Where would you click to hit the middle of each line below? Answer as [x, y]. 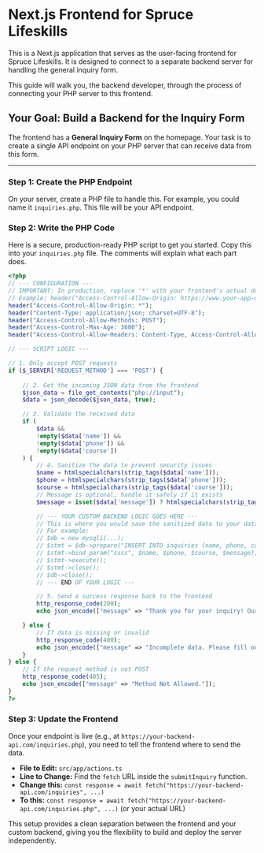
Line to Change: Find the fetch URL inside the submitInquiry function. [133, 777]
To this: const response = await [71, 800]
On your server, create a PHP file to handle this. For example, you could [124, 199]
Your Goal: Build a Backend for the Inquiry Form [126, 119]
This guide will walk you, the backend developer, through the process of [125, 85]
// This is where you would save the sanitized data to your [139, 523]
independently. [32, 840]
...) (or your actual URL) [145, 809]
